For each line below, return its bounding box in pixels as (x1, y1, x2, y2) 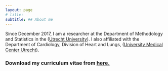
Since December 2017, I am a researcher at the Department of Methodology (5, 31, 163, 37)
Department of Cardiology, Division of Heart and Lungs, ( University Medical (5, 42, 163, 48)
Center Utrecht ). (5, 47, 39, 53)
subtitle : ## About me (5, 17, 53, 22)
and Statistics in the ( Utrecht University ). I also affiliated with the (5, 36, 140, 42)
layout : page (5, 7, 33, 13)
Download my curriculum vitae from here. (5, 59, 110, 66)
